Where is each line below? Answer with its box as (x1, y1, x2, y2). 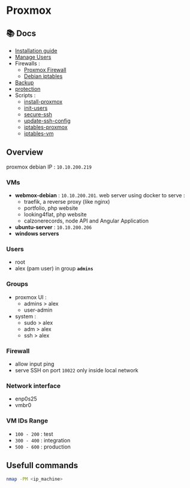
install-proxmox (23, 98, 63, 105)
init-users (23, 104, 48, 112)
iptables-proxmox (23, 123, 68, 131)
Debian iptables (23, 73, 63, 80)
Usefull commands (6, 460, 79, 471)
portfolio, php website (23, 204, 79, 212)
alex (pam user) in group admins (14, 265, 94, 272)
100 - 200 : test (14, 430, 53, 438)
